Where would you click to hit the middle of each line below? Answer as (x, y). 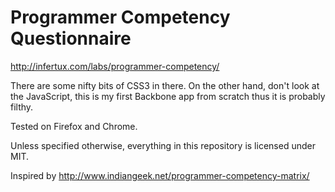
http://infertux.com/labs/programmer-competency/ (115, 66)
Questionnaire (71, 38)
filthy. (22, 107)
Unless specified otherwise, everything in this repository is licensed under (163, 145)
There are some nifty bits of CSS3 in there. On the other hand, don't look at (165, 85)
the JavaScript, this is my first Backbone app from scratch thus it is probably (168, 96)
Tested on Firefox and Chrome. (74, 126)
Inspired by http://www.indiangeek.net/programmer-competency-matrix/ (160, 175)
